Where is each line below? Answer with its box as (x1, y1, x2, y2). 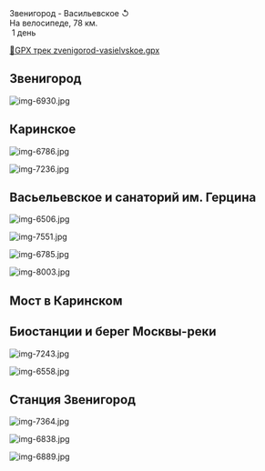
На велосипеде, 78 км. (9, 17, 98, 28)
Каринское (9, 122, 76, 137)
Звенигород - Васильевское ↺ (9, 8, 129, 18)
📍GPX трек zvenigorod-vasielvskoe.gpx (9, 45, 160, 55)
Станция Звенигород (9, 392, 137, 407)
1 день (11, 27, 36, 38)
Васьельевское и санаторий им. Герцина (9, 190, 257, 205)
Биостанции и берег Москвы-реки (9, 324, 217, 339)
